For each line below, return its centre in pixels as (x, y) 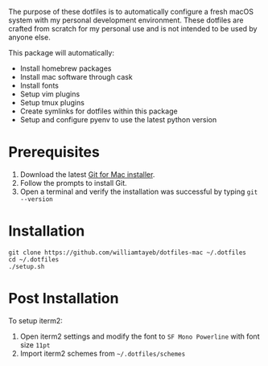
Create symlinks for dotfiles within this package (99, 111)
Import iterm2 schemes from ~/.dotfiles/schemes (103, 353)
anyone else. (29, 37)
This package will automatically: (62, 53)
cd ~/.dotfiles (34, 259)
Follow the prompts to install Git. (73, 183)
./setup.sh (27, 266)
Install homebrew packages (66, 68)
